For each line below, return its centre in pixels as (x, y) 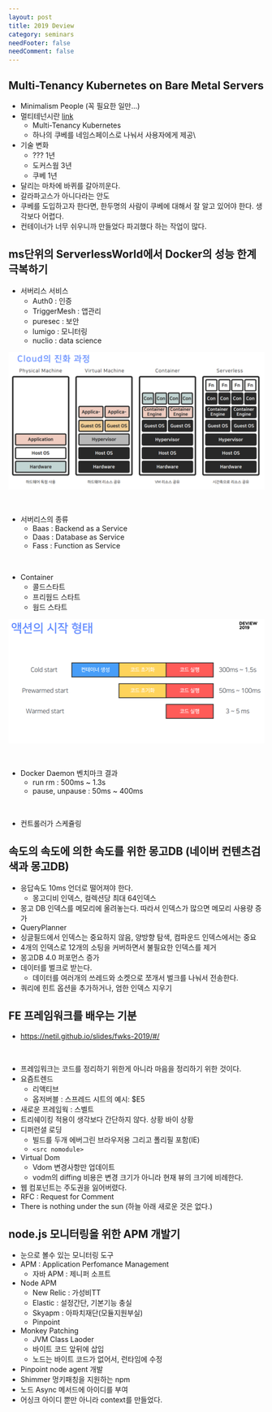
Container (37, 578)
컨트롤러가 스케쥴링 (51, 823)
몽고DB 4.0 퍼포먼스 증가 (60, 957)
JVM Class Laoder (63, 1340)
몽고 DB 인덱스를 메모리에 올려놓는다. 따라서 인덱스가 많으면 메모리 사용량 (136, 908)
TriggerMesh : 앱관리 (67, 311)
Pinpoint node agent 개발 (62, 1370)
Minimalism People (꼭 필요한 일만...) (80, 106)
